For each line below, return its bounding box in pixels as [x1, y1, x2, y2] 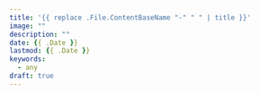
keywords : [9, 55, 47, 64]
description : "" [9, 30, 70, 38]
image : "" [9, 21, 47, 30]
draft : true [9, 72, 54, 81]
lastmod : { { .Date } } [9, 47, 91, 56]
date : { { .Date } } [9, 38, 78, 47]
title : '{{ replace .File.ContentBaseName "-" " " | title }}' [9, 13, 252, 22]
